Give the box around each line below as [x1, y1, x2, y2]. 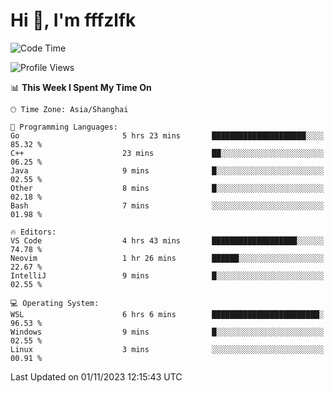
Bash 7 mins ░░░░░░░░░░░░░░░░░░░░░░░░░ [10, 200, 325, 211]
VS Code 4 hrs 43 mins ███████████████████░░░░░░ [10, 235, 325, 246]
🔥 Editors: [10, 227, 57, 237]
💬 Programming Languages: [10, 122, 118, 132]
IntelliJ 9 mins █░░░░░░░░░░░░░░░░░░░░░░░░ [10, 270, 325, 281]
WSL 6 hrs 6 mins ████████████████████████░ [10, 309, 325, 319]
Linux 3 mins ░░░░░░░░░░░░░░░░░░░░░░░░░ [10, 344, 325, 354]
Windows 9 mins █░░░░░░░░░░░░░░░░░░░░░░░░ [10, 327, 325, 337]
